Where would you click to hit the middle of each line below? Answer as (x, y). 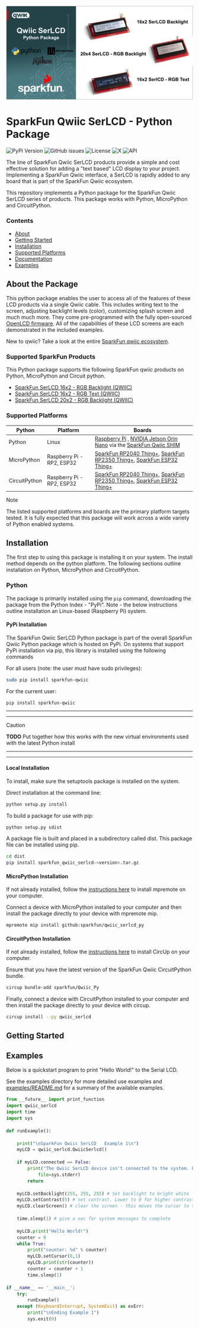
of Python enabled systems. (40, 524)
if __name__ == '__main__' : (41, 1288)
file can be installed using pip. (43, 845)
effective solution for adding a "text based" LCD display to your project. (93, 168)
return (36, 1181)
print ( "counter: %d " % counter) (68, 1250)
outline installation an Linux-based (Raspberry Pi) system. (76, 611)
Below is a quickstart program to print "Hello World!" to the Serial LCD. (92, 1070)
